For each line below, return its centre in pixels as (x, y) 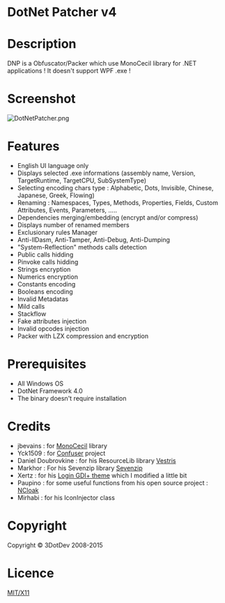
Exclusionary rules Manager (57, 232)
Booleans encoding (45, 291)
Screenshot (41, 99)
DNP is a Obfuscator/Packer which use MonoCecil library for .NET (102, 63)
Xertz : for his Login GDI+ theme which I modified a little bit (102, 475)
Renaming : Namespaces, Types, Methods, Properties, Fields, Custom (117, 203)
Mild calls (31, 306)
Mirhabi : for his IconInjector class (66, 497)
